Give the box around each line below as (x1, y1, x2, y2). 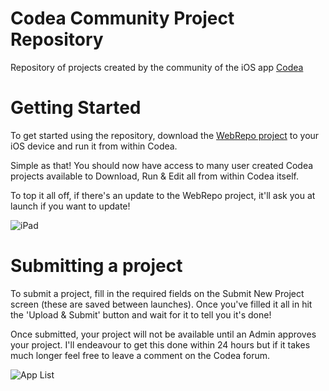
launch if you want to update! (10, 200, 131, 212)
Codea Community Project (10, 7, 235, 30)
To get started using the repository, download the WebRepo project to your (10, 129, 320, 141)
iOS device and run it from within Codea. (10, 140, 178, 152)
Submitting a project (10, 255, 183, 277)
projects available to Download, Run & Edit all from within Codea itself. (10, 170, 299, 182)
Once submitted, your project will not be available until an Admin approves (10, 328, 317, 340)
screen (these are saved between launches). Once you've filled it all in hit (10, 298, 313, 310)
